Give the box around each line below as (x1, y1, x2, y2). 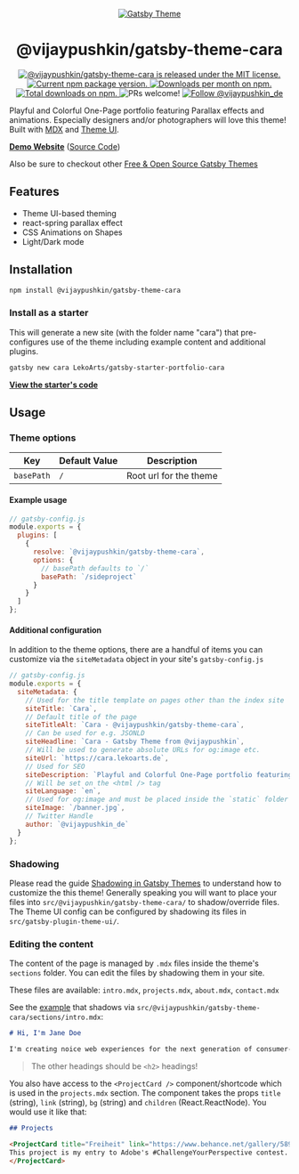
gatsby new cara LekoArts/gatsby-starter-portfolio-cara (9, 363, 225, 372)
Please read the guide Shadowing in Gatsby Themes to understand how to (9, 878, 282, 888)
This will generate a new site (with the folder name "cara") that (9, 327, 239, 337)
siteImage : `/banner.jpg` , (25, 804, 125, 813)
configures (9, 336, 49, 347)
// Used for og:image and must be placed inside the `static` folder (25, 795, 289, 805)
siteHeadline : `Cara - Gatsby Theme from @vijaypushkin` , (25, 737, 245, 747)
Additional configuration (9, 624, 102, 636)
